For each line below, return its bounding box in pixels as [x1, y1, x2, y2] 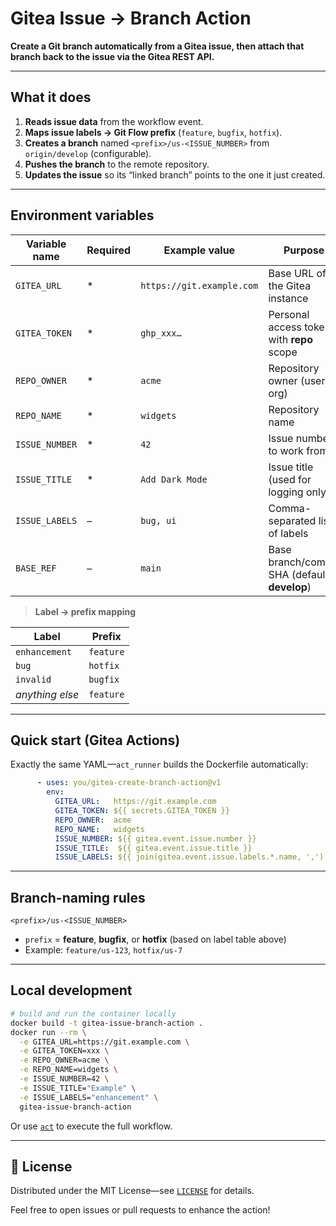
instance [268, 291, 309, 305]
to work [268, 443, 304, 457]
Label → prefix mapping [34, 605, 137, 617]
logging [268, 485, 304, 499]
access [268, 320, 302, 334]
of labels [268, 526, 309, 540]
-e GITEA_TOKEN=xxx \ [19, 1046, 110, 1056]
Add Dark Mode [140, 473, 208, 485]
